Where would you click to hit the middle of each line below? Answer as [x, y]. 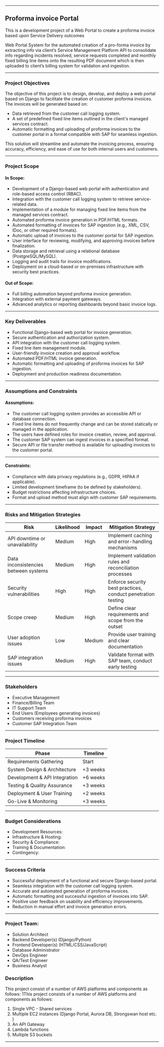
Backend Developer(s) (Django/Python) [52, 939]
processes [120, 574]
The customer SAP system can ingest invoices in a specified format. [81, 439]
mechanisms [123, 548]
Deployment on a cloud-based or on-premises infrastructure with [78, 267]
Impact [94, 527]
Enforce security [127, 582]
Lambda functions [30, 1029]
